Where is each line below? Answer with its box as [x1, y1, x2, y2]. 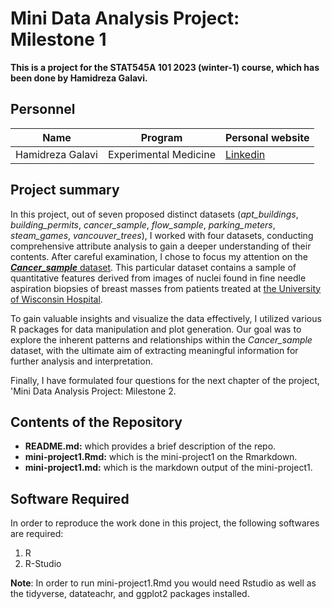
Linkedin [225, 147, 266, 161]
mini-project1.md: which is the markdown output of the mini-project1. [24, 462, 313, 474]
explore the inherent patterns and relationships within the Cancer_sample [10, 333, 313, 346]
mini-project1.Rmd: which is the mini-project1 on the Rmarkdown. [24, 451, 298, 463]
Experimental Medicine [107, 147, 216, 161]
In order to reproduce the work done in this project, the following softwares [10, 517, 320, 529]
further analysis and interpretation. [10, 355, 153, 367]
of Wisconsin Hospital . [10, 293, 103, 305]
